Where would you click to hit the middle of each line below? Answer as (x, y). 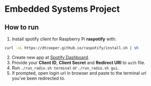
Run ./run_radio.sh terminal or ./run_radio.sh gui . (65, 68)
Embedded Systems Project (62, 9)
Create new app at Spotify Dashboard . (50, 57)
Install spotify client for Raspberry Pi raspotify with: (64, 39)
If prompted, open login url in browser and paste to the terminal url (79, 73)
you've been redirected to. (38, 78)
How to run (22, 27)
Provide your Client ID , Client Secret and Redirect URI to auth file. (78, 62)
